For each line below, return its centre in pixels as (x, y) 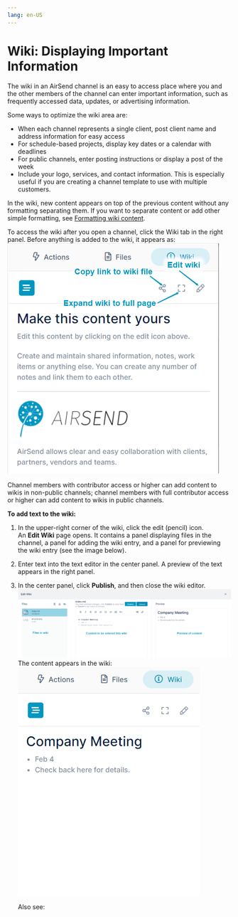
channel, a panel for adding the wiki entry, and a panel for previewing (119, 542)
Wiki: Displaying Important (88, 51)
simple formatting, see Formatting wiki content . (76, 218)
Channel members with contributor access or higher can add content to (112, 484)
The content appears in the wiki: (65, 663)
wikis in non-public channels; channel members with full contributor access (118, 492)
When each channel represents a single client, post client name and (117, 129)
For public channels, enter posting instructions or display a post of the (120, 159)
